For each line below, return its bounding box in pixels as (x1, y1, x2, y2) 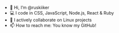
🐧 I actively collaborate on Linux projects (9, 17, 92, 23)
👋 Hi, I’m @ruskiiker (9, 5, 49, 10)
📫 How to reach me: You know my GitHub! (9, 22, 96, 28)
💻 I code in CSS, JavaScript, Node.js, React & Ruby (9, 10, 114, 16)
